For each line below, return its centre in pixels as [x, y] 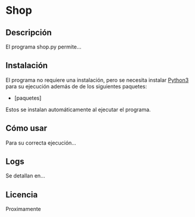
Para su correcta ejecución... [41, 143]
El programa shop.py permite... [44, 47]
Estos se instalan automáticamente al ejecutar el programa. [78, 109]
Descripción [29, 33]
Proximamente [23, 209]
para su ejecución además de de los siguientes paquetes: [76, 86]
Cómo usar [27, 128]
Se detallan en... [25, 176]
